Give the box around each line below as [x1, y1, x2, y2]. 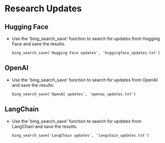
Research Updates [4, 3, 82, 14]
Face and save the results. [11, 41, 66, 47]
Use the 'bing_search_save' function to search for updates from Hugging [11, 36, 160, 41]
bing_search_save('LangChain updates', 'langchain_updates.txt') [11, 133, 149, 138]
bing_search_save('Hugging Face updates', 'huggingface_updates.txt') [11, 50, 161, 55]
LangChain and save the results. [11, 123, 78, 129]
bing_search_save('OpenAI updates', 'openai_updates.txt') [11, 92, 136, 97]
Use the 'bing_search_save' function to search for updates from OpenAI [11, 77, 158, 83]
